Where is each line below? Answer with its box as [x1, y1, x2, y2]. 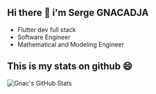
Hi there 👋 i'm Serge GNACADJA [7, 7, 149, 19]
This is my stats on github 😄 [7, 61, 133, 72]
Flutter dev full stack [17, 25, 76, 33]
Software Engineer [17, 33, 71, 41]
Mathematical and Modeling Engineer [17, 40, 125, 49]
